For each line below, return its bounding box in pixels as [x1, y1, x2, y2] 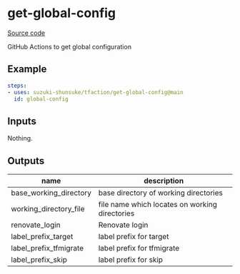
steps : [7, 82, 27, 89]
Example [7, 63, 47, 76]
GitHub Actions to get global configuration [7, 42, 132, 51]
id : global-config [14, 95, 69, 103]
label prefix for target [98, 232, 169, 241]
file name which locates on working [98, 200, 218, 209]
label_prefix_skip [11, 255, 68, 265]
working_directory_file [11, 204, 85, 213]
